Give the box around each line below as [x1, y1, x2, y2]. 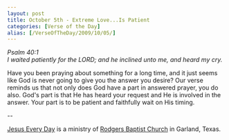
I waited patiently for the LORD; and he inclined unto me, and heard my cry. [7, 56, 223, 64]
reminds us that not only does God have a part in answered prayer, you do [7, 83, 219, 92]
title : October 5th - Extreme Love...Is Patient [7, 17, 150, 23]
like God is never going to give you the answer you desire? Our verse [7, 77, 204, 85]
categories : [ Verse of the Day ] [7, 23, 100, 30]
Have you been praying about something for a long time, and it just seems [7, 69, 218, 77]
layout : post [7, 10, 45, 17]
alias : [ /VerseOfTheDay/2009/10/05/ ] [7, 29, 116, 37]
